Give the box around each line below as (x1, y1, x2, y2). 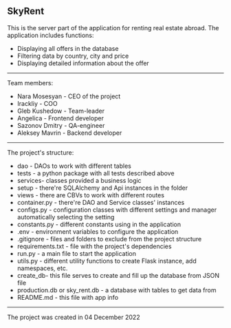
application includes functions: (7, 31, 94, 39)
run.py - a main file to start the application (16, 249, 136, 257)
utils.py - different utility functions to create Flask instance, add (16, 256, 197, 265)
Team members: (7, 78, 54, 87)
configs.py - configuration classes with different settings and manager (16, 206, 217, 214)
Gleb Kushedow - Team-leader (16, 107, 105, 115)
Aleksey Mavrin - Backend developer (16, 129, 122, 137)
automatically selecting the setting (16, 212, 115, 221)
